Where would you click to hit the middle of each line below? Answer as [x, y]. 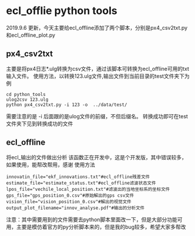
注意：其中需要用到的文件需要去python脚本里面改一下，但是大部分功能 [92, 219]
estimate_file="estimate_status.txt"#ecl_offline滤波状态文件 [81, 183]
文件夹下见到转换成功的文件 [40, 124]
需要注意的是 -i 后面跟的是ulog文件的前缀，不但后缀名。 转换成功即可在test [97, 116]
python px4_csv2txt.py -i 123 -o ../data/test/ [67, 105]
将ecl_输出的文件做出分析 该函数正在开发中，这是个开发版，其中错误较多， [96, 157]
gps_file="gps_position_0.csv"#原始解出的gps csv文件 [70, 195]
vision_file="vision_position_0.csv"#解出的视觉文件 [69, 201]
